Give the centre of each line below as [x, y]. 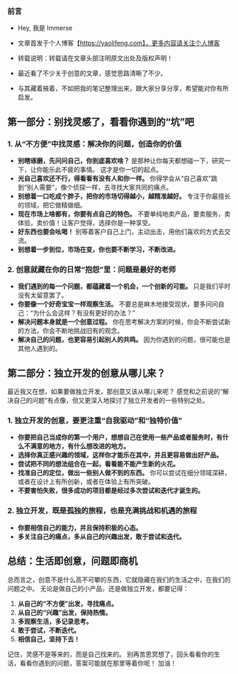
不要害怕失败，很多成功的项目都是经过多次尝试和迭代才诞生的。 [110, 491]
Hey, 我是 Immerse [45, 28]
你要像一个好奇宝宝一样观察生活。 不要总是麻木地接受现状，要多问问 [118, 304]
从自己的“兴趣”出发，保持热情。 [64, 612]
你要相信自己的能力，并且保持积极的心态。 [80, 528]
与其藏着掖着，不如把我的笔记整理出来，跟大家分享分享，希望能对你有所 [123, 88]
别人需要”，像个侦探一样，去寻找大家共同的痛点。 [100, 187]
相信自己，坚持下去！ [49, 639]
